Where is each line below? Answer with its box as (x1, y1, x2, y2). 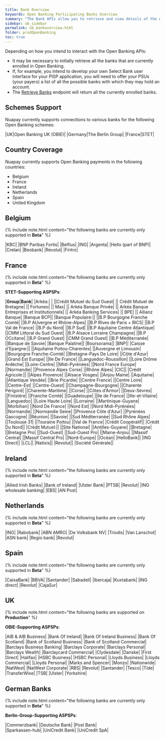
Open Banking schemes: (5, 122, 55, 128)
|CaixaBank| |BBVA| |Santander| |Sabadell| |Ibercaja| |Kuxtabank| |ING (5, 577, 148, 583)
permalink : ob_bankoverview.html (5, 26, 74, 31)
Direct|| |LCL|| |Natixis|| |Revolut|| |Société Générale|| (5, 440, 114, 446)
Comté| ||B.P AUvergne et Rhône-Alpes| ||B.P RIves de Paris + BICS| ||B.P (5, 320, 155, 326)
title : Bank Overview (5, 7, 50, 12)
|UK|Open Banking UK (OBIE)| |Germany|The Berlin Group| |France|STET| (5, 131, 155, 137)
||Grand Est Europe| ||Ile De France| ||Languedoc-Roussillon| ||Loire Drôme (5, 356, 157, 362)
